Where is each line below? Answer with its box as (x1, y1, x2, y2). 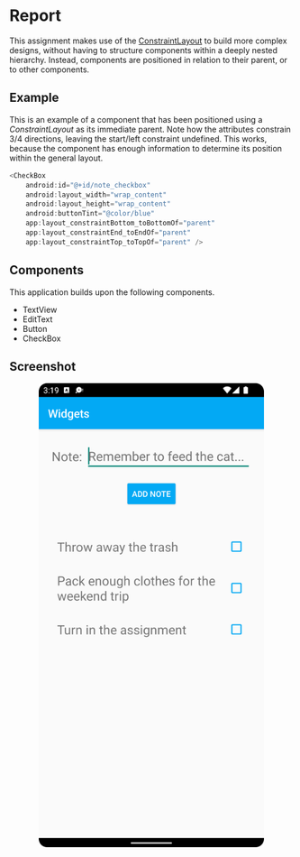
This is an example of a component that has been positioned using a (9, 114, 263, 124)
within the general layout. (9, 152, 104, 163)
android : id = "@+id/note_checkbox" (25, 180, 151, 189)
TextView (22, 304, 58, 315)
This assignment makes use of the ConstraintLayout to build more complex (9, 35, 287, 46)
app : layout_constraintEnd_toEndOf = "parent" (25, 228, 192, 237)
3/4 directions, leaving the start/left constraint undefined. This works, (9, 133, 268, 144)
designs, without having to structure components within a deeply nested (9, 44, 277, 55)
